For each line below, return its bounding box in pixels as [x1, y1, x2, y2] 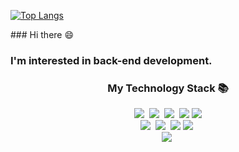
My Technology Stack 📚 [107, 81, 229, 95]
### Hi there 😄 [10, 29, 75, 40]
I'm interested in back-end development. [10, 53, 213, 67]
